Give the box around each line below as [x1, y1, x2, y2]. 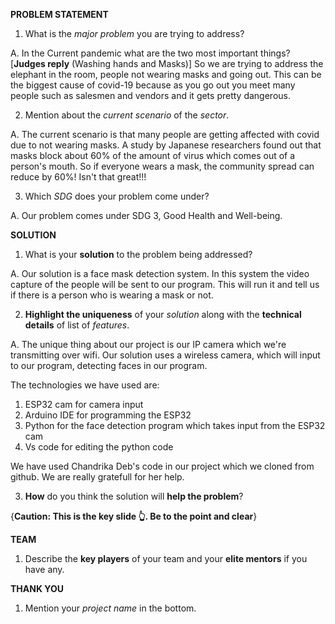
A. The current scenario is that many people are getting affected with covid [10, 129, 320, 140]
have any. [24, 564, 65, 575]
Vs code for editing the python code [24, 441, 174, 453]
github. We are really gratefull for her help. [10, 471, 185, 483]
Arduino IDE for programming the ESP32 [24, 409, 192, 421]
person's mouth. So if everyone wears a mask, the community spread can [10, 160, 315, 172]
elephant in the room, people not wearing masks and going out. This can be [10, 69, 322, 80]
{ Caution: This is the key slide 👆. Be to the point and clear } [10, 510, 258, 522]
